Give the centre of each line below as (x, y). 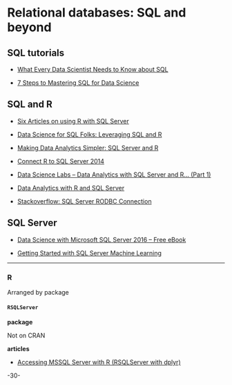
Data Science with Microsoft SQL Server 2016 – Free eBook (101, 239)
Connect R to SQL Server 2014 (61, 161)
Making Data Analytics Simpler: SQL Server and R (88, 148)
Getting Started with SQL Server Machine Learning (89, 253)
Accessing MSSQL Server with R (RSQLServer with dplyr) (99, 362)
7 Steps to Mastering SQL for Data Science (78, 83)
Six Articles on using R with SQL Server (73, 121)
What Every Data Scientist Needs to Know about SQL (93, 69)
